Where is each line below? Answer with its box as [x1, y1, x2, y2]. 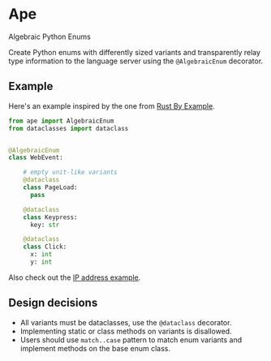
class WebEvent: [8, 153, 63, 162]
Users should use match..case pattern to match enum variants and [19, 334, 243, 345]
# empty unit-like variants [23, 168, 118, 177]
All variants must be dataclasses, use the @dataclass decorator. [19, 317, 232, 327]
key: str [29, 221, 60, 229]
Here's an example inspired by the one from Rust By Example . [8, 101, 215, 110]
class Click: [23, 243, 67, 251]
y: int [29, 258, 53, 266]
